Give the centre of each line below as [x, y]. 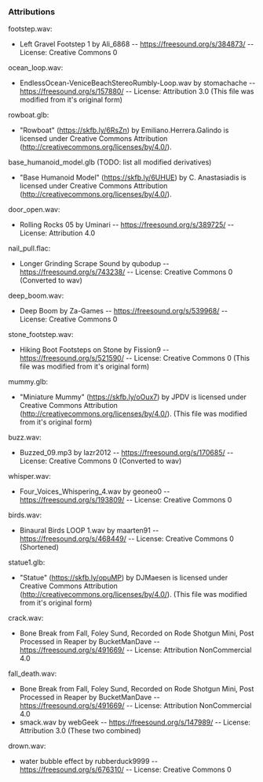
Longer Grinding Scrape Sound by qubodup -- [94, 264]
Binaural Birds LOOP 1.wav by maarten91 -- [89, 531]
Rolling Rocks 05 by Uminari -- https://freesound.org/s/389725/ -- [126, 225]
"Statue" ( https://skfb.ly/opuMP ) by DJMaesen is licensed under [124, 578]
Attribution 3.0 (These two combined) [80, 731]
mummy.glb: [28, 382]
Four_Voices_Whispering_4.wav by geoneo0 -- [95, 491]
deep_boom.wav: [36, 296]
